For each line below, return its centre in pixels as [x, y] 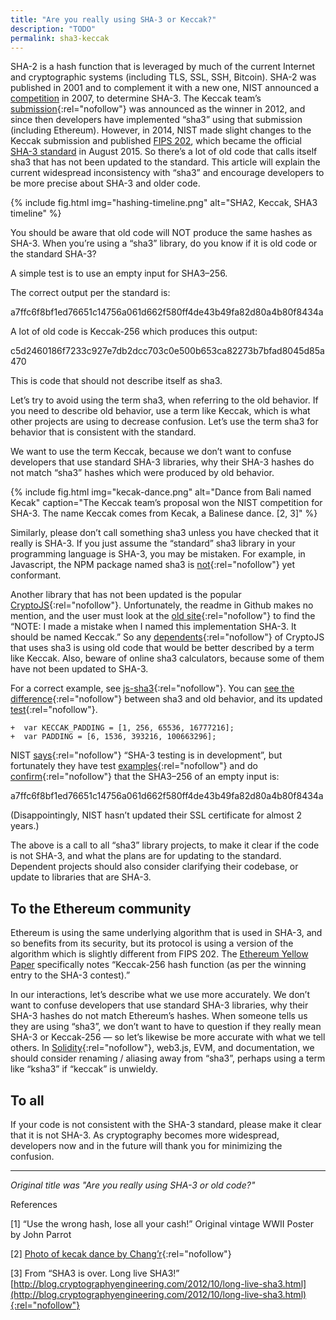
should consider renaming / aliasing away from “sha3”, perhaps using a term [168, 1058]
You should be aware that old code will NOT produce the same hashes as [161, 233]
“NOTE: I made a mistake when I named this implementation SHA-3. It [153, 627]
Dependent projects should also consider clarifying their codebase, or [154, 867]
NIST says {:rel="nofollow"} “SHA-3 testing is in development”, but [146, 755]
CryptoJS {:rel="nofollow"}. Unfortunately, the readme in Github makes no [162, 605]
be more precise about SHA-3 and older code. [105, 183]
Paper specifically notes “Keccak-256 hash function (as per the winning [158, 965]
